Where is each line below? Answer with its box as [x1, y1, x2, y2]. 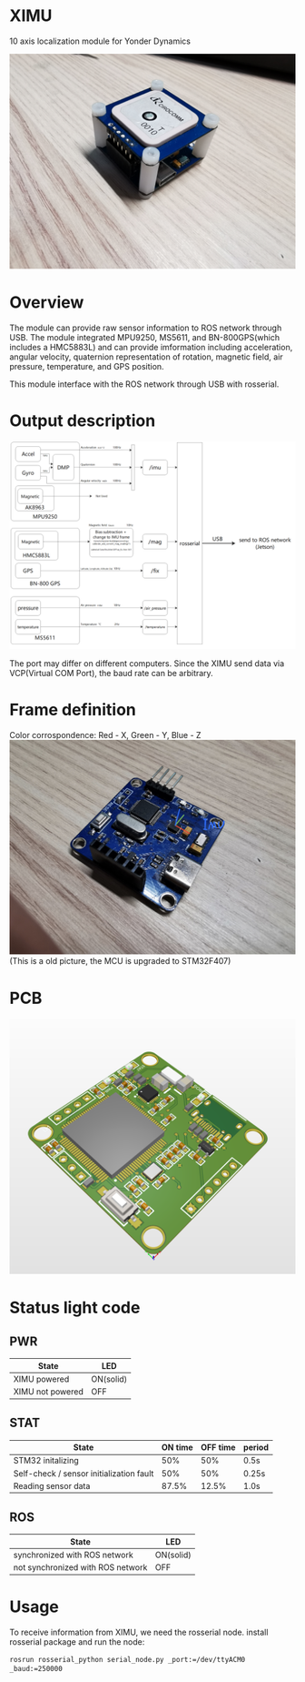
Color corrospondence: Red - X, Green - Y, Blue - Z [9, 729, 202, 740]
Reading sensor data [13, 1480, 91, 1491]
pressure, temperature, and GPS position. [9, 360, 165, 371]
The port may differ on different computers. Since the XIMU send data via [9, 658, 285, 669]
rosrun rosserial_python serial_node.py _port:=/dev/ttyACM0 [9, 1655, 246, 1664]
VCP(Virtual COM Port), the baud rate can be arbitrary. [9, 668, 213, 679]
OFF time [201, 1442, 236, 1453]
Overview [9, 292, 84, 313]
